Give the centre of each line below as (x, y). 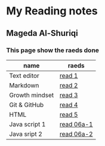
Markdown (24, 85)
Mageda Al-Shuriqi (42, 33)
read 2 (69, 85)
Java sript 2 (26, 134)
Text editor (24, 75)
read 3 (69, 95)
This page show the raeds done (53, 50)
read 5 (69, 114)
